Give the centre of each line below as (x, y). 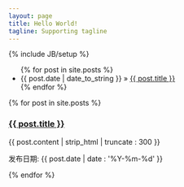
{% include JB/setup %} (49, 54)
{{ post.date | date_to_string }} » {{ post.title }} (98, 79)
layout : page (31, 16)
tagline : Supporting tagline (58, 31)
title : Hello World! (44, 24)
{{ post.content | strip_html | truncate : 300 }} (84, 141)
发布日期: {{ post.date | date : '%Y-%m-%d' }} (85, 159)
